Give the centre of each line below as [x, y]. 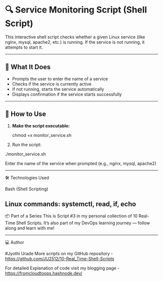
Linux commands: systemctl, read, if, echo [71, 204]
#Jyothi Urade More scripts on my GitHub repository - [59, 254]
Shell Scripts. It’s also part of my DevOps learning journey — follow [83, 223]
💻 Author [15, 242]
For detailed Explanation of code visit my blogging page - [62, 268]
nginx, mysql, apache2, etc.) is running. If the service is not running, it [75, 42]
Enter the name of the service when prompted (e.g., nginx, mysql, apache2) [81, 163]
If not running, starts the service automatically [58, 89]
